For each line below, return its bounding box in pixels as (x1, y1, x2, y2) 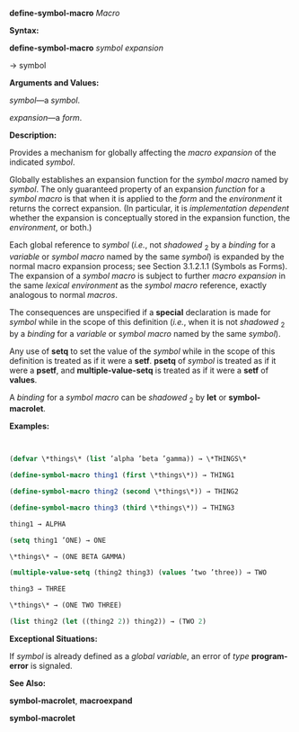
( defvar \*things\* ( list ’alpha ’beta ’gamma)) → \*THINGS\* (9, 455, 247, 464)
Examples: (9, 420, 49, 431)
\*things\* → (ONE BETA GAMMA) (9, 552, 127, 561)
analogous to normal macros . (9, 289, 119, 300)
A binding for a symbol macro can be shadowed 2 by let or (9, 392, 227, 404)
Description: (9, 130, 57, 140)
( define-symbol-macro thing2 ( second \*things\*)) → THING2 (9, 487, 240, 496)
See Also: (9, 677, 47, 688)
